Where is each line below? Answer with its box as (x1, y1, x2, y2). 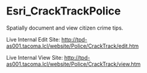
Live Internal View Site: (6, 54, 63, 61)
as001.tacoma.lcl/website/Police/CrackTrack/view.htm (6, 60, 141, 68)
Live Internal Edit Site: (6, 36, 60, 43)
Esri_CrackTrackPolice (6, 4, 121, 18)
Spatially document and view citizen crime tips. (6, 24, 124, 31)
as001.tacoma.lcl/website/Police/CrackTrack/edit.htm (6, 42, 139, 49)
